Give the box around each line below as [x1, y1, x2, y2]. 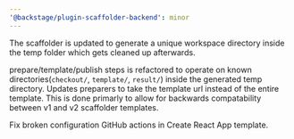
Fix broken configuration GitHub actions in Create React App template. [9, 119, 269, 130]
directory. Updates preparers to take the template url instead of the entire [9, 83, 280, 94]
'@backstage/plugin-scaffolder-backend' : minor [9, 12, 190, 22]
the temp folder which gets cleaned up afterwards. [9, 46, 196, 58]
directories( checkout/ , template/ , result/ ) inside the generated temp [9, 73, 263, 85]
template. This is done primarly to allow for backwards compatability [9, 93, 262, 103]
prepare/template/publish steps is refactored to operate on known [9, 64, 252, 75]
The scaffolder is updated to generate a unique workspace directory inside [9, 37, 285, 48]
